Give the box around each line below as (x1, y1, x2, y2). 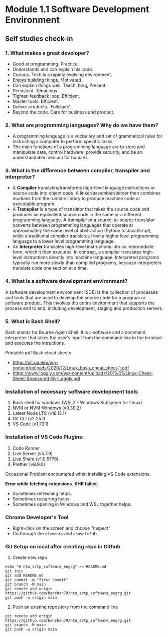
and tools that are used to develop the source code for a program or (5, 294, 146, 300)
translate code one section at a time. (12, 265, 88, 271)
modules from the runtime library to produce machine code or (12, 196, 140, 202)
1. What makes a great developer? (5, 49, 89, 56)
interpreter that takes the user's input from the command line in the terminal (5, 335, 162, 341)
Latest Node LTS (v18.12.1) (12, 410, 66, 416)
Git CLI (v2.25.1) (12, 416, 46, 422)
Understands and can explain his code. (12, 66, 94, 72)
